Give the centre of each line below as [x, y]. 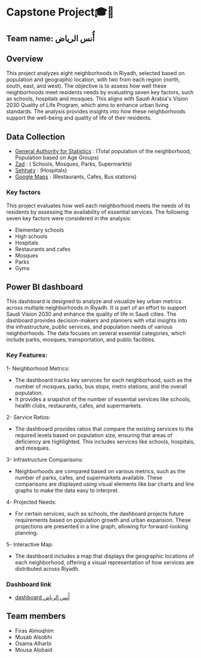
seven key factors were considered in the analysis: [69, 218]
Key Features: [27, 355]
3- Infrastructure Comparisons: [45, 459]
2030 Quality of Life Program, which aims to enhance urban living [88, 105]
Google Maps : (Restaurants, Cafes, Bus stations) [76, 177]
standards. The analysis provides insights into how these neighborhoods [96, 112]
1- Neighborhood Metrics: [38, 368]
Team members [36, 616]
